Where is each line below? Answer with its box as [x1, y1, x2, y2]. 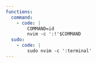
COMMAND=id [27, 25, 55, 32]
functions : [5, 8, 33, 15]
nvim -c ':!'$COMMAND [27, 31, 82, 37]
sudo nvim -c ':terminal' [27, 48, 92, 54]
